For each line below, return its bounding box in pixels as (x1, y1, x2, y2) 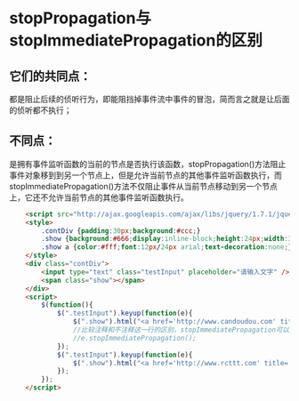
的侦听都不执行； (9, 105, 72, 116)
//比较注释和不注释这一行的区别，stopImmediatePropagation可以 (72, 325, 289, 334)
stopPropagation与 (9, 8, 152, 28)
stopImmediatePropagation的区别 (9, 30, 263, 51)
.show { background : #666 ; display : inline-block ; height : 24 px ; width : (41, 235, 289, 244)
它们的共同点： (9, 68, 92, 84)
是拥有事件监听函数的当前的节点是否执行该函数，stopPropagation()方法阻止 (9, 158, 287, 169)
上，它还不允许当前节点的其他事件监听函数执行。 (9, 192, 189, 203)
